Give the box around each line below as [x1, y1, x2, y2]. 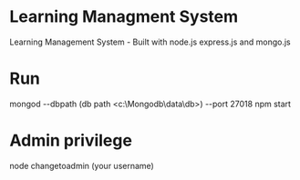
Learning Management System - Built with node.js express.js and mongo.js [9, 36, 291, 47]
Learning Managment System [9, 6, 239, 27]
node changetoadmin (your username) [9, 160, 155, 171]
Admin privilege [9, 130, 132, 151]
